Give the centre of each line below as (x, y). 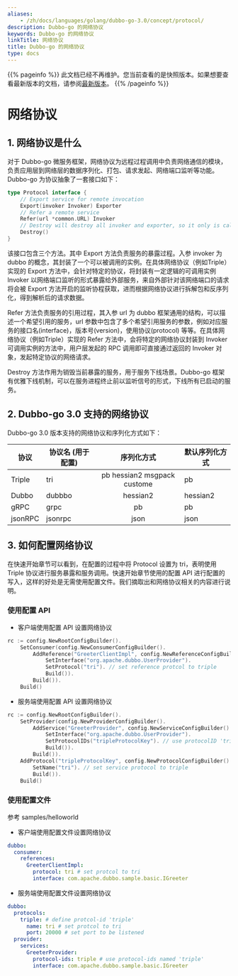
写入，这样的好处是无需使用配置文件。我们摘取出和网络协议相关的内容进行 (116, 582)
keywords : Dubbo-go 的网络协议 (51, 34)
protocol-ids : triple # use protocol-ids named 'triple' (118, 959)
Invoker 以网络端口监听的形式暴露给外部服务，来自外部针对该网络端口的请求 (118, 279)
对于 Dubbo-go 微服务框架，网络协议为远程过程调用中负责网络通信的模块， (117, 161)
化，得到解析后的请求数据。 (48, 297)
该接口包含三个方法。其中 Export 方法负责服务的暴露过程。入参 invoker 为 (115, 253)
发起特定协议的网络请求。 (57, 357)
